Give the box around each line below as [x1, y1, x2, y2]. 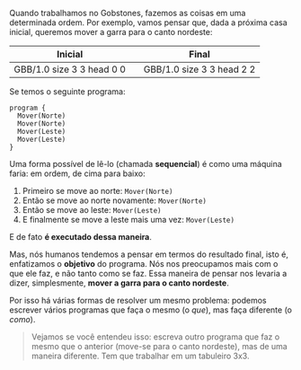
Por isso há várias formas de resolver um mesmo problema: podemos [9, 295, 267, 305]
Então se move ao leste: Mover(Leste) [22, 205, 162, 215]
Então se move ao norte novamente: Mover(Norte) [22, 195, 208, 206]
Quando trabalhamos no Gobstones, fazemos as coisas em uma [9, 8, 246, 18]
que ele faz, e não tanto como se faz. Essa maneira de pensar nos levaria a [9, 269, 288, 278]
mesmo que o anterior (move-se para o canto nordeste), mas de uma [31, 341, 288, 351]
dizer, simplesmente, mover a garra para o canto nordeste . [9, 277, 229, 288]
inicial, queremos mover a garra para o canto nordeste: [9, 27, 213, 37]
